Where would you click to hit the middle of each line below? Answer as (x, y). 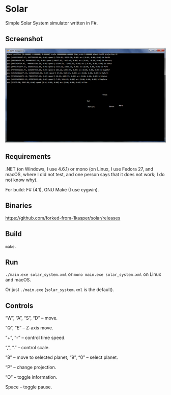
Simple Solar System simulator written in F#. (52, 23)
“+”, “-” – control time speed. (36, 338)
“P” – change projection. (31, 368)
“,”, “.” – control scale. (27, 348)
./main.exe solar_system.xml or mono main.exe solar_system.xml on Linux (83, 274)
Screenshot (24, 39)
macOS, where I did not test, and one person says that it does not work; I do (85, 174)
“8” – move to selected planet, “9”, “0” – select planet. (62, 357)
